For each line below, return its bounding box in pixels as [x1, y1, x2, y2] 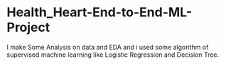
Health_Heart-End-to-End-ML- [6, 4, 193, 21]
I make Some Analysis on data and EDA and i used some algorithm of [6, 43, 209, 51]
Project [6, 19, 50, 35]
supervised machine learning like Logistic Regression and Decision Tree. [6, 50, 220, 59]
